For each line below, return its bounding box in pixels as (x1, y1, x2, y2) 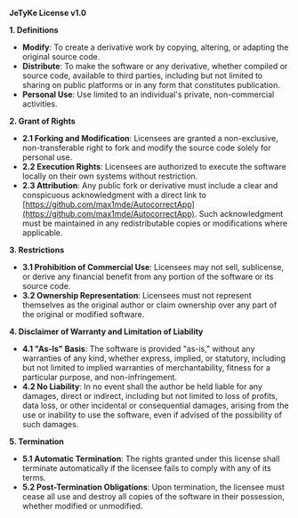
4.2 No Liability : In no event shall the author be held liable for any (21, 381, 262, 392)
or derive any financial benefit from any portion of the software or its (21, 271, 274, 282)
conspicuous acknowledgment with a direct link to (21, 190, 207, 200)
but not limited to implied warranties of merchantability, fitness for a (21, 363, 271, 372)
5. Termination (9, 436, 64, 447)
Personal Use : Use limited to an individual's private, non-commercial (21, 89, 275, 100)
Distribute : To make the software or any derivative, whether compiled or (21, 61, 288, 71)
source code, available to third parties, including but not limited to (21, 70, 263, 81)
